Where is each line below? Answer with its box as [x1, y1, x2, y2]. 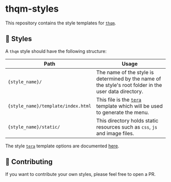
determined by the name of [96, 75, 161, 82]
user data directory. [96, 87, 144, 95]
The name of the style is [96, 69, 154, 76]
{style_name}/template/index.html [8, 103, 92, 109]
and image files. [96, 130, 134, 137]
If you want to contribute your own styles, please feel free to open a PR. [5, 171, 156, 177]
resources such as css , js [96, 123, 158, 130]
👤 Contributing [5, 158, 53, 166]
